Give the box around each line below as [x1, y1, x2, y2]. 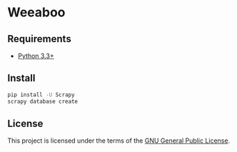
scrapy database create [7, 98, 79, 105]
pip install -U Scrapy [7, 91, 75, 98]
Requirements [7, 33, 71, 45]
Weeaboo [7, 4, 66, 21]
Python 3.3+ [17, 51, 55, 60]
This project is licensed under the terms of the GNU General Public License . [7, 136, 231, 145]
